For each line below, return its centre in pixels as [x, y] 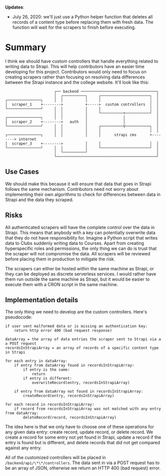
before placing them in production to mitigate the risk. [60, 259]
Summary [26, 47]
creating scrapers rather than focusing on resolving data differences [75, 77]
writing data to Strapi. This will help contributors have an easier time [75, 66]
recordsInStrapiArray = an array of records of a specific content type [82, 348]
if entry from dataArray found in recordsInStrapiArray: [74, 365]
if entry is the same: [46, 370]
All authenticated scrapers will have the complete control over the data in [80, 227]
